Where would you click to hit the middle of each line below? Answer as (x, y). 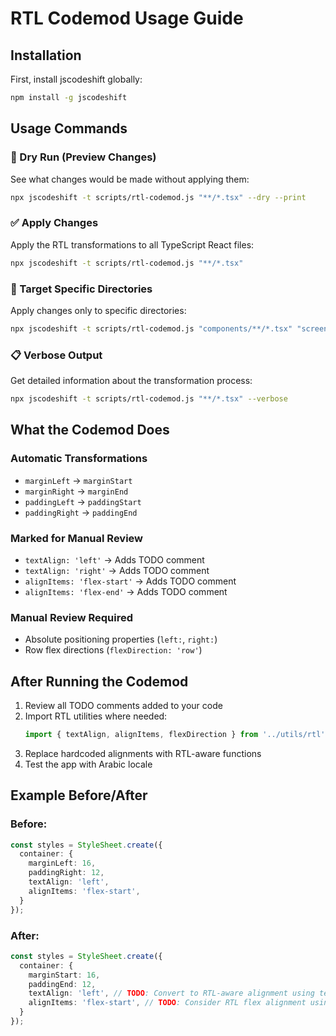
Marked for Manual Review (77, 538)
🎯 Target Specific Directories (81, 289)
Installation (46, 55)
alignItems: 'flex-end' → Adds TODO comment (126, 591)
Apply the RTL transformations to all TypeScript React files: (132, 244)
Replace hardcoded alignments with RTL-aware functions (143, 753)
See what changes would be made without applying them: (130, 179)
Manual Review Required (71, 617)
